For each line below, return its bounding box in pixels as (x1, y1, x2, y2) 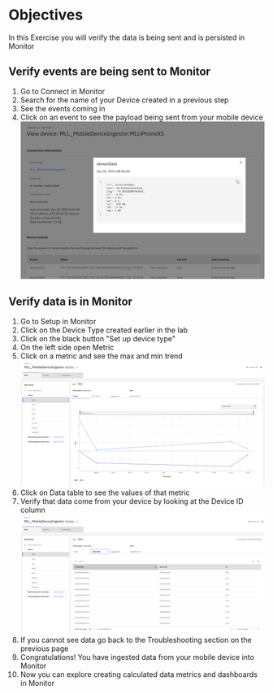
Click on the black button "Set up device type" (19, 333, 176, 343)
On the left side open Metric (19, 342, 115, 352)
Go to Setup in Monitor (19, 316, 97, 326)
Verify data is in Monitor (8, 295, 132, 309)
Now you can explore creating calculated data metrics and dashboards (19, 670, 258, 679)
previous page (19, 644, 69, 653)
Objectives (8, 6, 84, 24)
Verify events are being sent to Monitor (8, 65, 211, 79)
